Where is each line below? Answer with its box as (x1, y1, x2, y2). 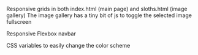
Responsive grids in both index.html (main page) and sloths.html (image (6, 5, 188, 12)
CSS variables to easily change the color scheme (6, 42, 131, 49)
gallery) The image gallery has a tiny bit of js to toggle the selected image (6, 12, 192, 19)
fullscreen (6, 18, 32, 25)
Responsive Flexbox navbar (6, 30, 77, 37)
